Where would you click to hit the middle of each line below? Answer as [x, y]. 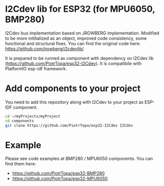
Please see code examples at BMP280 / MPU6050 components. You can [79, 159]
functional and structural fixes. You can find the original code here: [73, 43]
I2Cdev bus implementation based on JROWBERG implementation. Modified [82, 33]
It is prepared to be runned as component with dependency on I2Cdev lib [80, 58]
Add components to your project [73, 89]
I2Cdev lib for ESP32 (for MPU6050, [80, 9]
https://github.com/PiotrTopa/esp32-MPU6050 [60, 179]
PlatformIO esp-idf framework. [36, 68]
